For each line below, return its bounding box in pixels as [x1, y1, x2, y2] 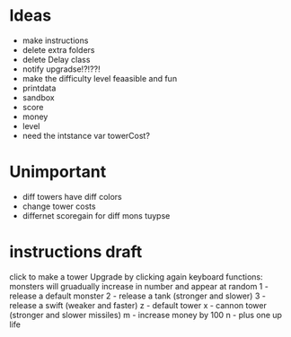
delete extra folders [22, 44, 95, 55]
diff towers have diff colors [22, 191, 123, 202]
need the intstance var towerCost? [22, 130, 151, 141]
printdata [22, 82, 57, 93]
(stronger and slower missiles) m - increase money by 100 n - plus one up [9, 309, 283, 320]
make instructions [22, 35, 89, 46]
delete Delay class [22, 54, 91, 65]
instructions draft [9, 242, 143, 263]
